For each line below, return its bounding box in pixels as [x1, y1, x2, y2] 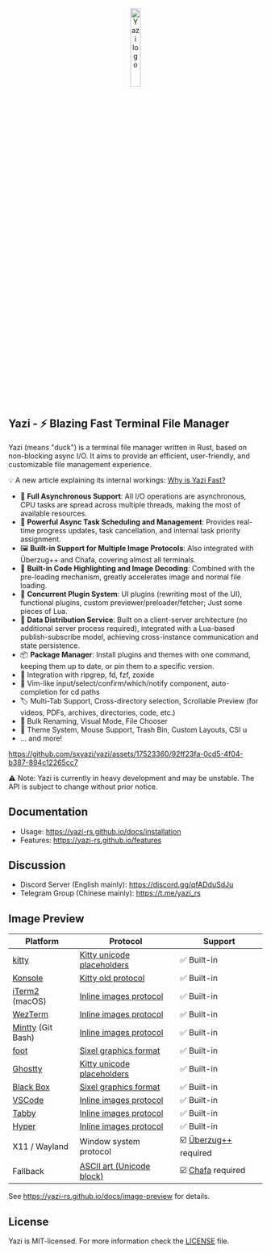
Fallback [12, 1166, 44, 1177]
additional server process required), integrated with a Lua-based [19, 623, 236, 633]
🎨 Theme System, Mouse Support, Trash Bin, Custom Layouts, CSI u [19, 725, 248, 734]
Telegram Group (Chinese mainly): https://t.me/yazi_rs [19, 888, 202, 898]
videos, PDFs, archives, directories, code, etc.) [19, 708, 176, 717]
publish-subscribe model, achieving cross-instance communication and [19, 632, 260, 641]
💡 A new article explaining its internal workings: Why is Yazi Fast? [8, 475, 226, 485]
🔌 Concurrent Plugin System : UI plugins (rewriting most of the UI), [19, 589, 243, 599]
